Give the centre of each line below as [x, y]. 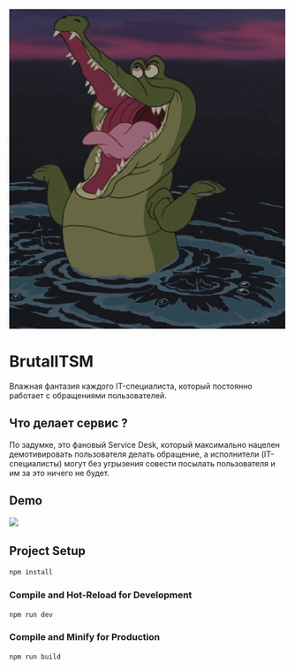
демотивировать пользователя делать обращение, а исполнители [134, 454]
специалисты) [36, 463]
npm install [31, 573]
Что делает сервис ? [68, 424]
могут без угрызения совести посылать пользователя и [170, 463]
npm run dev [31, 614]
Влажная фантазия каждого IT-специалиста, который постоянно [131, 386]
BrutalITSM [52, 362]
